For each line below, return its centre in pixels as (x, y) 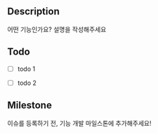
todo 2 (27, 83)
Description (33, 12)
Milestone (30, 106)
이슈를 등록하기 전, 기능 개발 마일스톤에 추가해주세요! (79, 123)
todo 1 (26, 69)
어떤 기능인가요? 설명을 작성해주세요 (57, 29)
